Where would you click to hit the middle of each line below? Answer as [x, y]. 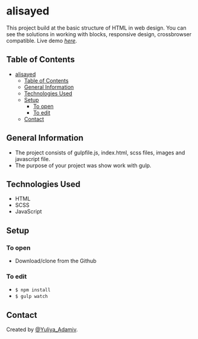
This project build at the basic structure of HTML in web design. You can [96, 28]
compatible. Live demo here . [42, 40]
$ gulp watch [31, 297]
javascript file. [32, 159]
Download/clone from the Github [56, 261]
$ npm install [33, 290]
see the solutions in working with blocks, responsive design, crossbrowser [99, 34]
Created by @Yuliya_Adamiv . [42, 329]
